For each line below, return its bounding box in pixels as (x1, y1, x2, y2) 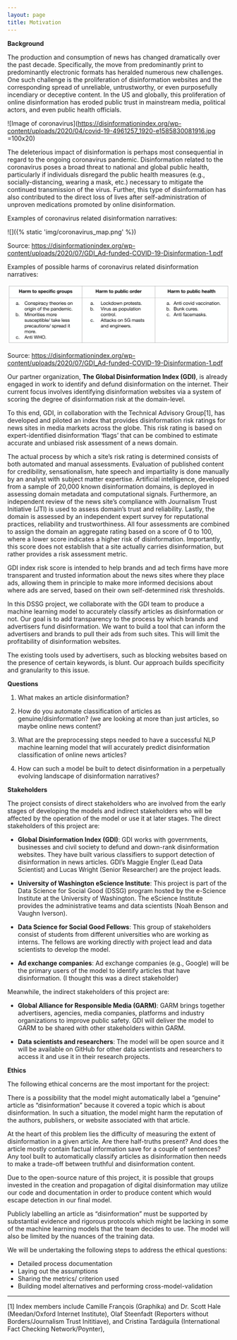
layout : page (7, 11, 46, 18)
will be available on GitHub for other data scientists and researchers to (17, 1045, 222, 1053)
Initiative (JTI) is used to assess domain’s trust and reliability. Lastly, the (7, 505, 215, 513)
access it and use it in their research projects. (17, 1052, 150, 1060)
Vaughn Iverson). (17, 909, 68, 917)
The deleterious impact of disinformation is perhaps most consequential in (7, 148, 224, 156)
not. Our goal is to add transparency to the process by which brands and (7, 614, 219, 623)
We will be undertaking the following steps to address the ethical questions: (7, 1245, 228, 1254)
